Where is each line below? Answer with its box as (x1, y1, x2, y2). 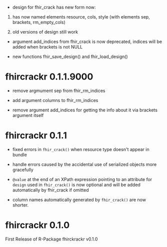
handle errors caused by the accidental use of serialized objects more (12, 161, 157, 167)
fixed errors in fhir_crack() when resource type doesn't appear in (12, 146, 149, 152)
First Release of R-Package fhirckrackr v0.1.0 (5, 236, 98, 242)
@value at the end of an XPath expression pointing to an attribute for (12, 176, 152, 182)
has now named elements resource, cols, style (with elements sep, (12, 14, 150, 19)
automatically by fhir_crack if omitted (12, 187, 89, 193)
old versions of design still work (12, 29, 78, 34)
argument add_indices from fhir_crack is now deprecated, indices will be (12, 38, 162, 44)
